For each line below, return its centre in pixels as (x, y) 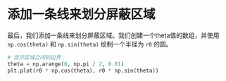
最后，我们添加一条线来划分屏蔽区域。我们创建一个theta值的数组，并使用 (113, 35)
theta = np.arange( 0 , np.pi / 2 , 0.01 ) (66, 64)
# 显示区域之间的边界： (37, 57)
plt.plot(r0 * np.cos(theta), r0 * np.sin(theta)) (83, 70)
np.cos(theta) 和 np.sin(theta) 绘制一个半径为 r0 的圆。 (90, 44)
